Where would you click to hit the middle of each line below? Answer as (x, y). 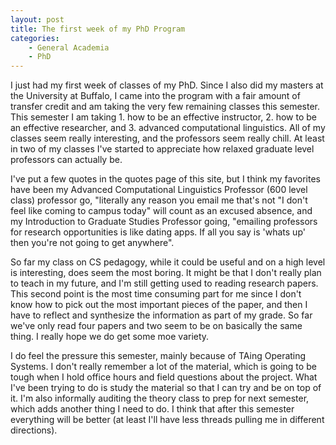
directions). (34, 430)
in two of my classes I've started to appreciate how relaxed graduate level (162, 149)
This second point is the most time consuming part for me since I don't (156, 294)
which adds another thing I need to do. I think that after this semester (152, 409)
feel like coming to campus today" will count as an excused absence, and (161, 211)
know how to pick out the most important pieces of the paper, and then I (159, 305)
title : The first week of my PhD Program (98, 29)
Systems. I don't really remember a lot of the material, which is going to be (163, 367)
